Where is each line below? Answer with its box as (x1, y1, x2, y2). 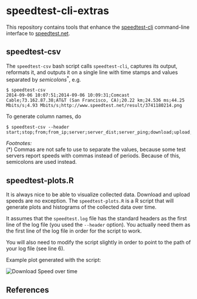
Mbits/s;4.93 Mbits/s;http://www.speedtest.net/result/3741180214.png (6, 103, 182, 109)
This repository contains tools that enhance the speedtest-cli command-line (6, 23, 190, 31)
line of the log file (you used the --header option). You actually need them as (6, 221, 191, 229)
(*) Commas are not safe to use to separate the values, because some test (6, 146, 186, 153)
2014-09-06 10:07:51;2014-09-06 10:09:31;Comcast (6, 92, 130, 98)
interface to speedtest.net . (6, 29, 70, 36)
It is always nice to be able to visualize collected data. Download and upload (6, 191, 191, 198)
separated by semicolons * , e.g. (6, 75, 81, 83)
